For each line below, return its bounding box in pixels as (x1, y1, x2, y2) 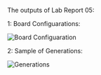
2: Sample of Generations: (7, 47, 83, 55)
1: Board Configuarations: (7, 20, 81, 27)
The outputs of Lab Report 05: (7, 6, 95, 14)
